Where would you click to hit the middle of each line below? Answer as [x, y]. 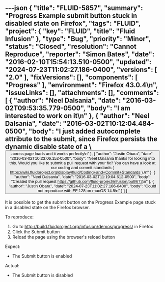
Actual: [12, 265]
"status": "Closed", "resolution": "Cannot [71, 47]
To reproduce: [19, 217]
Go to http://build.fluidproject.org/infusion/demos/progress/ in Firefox [82, 226]
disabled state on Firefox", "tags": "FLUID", [73, 23]
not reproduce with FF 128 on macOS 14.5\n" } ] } [82, 191]
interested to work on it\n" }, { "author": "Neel [77, 116]
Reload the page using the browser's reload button [64, 237]
